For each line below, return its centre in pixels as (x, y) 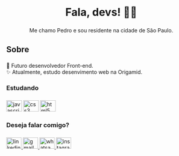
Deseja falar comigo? (38, 125)
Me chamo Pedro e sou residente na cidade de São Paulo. (101, 31)
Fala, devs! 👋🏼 (101, 12)
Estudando (23, 88)
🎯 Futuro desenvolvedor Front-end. (50, 66)
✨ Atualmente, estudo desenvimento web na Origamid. (74, 72)
